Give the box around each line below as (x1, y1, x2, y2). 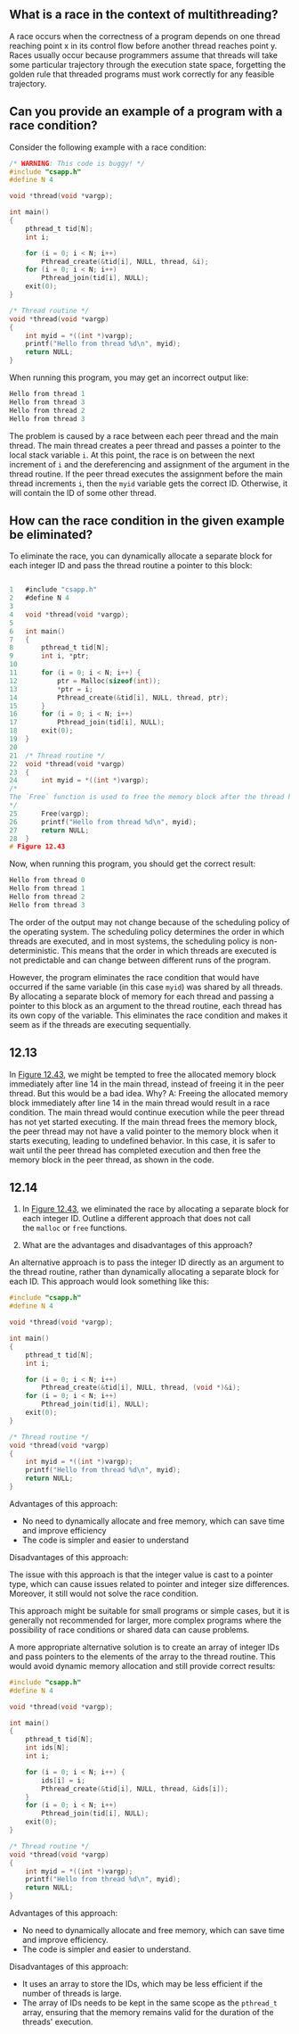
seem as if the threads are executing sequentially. (9, 1019, 191, 1029)
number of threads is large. (21, 1989, 122, 1999)
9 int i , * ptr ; (9, 651, 90, 661)
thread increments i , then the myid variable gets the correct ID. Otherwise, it (9, 477, 287, 489)
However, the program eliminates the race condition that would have (9, 972, 260, 982)
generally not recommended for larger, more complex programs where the (9, 1615, 282, 1625)
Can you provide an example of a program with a (9, 104, 283, 120)
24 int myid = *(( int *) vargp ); (9, 776, 149, 785)
